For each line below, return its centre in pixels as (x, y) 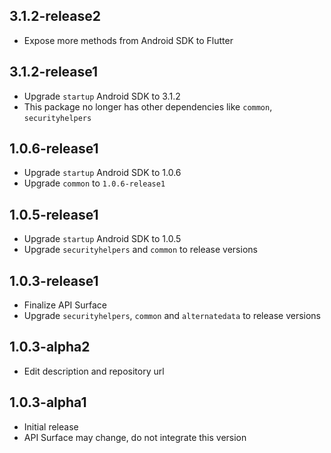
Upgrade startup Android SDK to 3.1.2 (102, 96)
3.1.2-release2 (55, 16)
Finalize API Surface (65, 305)
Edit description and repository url (94, 371)
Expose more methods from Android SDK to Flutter (128, 40)
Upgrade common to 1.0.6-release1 (94, 183)
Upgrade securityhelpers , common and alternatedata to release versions (172, 316)
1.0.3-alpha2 (50, 347)
